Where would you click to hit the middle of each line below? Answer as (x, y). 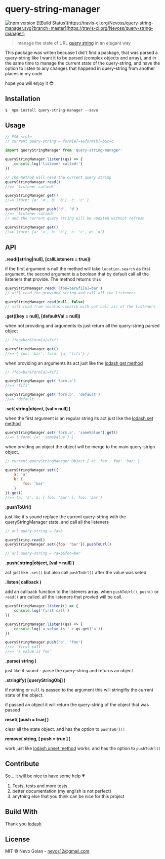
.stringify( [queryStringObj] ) (35, 680)
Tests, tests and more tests (40, 786)
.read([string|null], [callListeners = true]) (48, 259)
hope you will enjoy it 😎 (30, 83)
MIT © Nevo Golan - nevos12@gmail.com (47, 851)
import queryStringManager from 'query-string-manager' (64, 150)
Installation (23, 99)
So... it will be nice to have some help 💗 (45, 776)
